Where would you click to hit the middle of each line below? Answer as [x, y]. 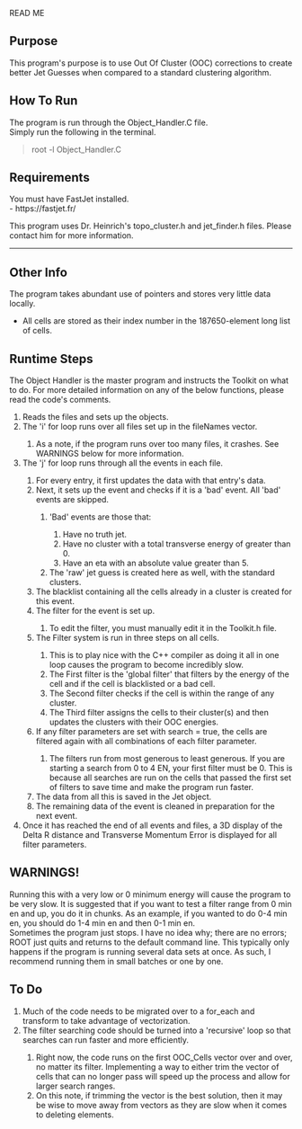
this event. [55, 601]
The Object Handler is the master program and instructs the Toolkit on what [149, 380]
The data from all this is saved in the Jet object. [124, 797]
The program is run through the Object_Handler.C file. [109, 122]
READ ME [27, 13]
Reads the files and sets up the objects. [95, 417]
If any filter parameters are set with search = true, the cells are [151, 732]
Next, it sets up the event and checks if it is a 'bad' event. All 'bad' [158, 490]
